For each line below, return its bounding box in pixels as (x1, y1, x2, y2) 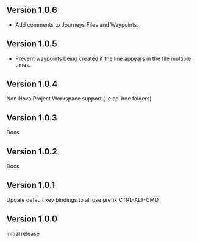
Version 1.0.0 (6, 214, 58, 224)
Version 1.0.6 (6, 5, 57, 15)
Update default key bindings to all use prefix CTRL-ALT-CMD (6, 196, 159, 203)
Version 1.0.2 (6, 146, 58, 157)
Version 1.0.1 (6, 180, 56, 190)
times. (15, 61, 31, 69)
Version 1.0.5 (6, 39, 57, 49)
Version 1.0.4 (6, 79, 58, 89)
